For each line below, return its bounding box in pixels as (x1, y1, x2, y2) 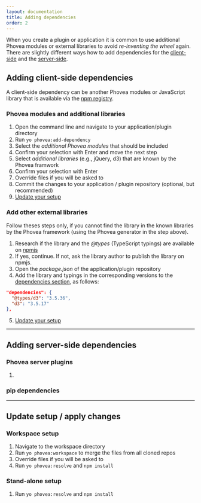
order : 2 (6, 20, 28, 26)
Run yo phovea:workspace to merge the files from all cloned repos (14, 449, 176, 456)
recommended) (14, 187, 53, 194)
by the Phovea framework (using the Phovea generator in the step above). (6, 228, 188, 235)
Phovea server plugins (6, 358, 73, 366)
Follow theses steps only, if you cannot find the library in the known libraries (6, 222, 194, 229)
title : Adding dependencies (6, 14, 77, 20)
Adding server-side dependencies (6, 340, 137, 350)
